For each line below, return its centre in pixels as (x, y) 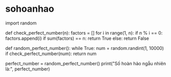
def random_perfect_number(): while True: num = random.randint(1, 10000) (85, 48)
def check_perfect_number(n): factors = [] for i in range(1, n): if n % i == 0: (84, 33)
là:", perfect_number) (28, 69)
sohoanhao (30, 9)
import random (21, 23)
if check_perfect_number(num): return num (51, 54)
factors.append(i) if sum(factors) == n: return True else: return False (77, 38)
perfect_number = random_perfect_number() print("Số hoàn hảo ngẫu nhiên (86, 63)
